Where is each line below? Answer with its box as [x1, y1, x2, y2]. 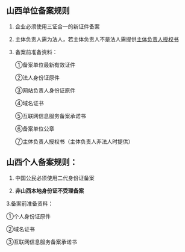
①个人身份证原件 [6, 212, 51, 220]
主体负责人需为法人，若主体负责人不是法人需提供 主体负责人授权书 [14, 35, 179, 43]
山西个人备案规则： [6, 157, 78, 167]
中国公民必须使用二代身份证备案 [14, 174, 95, 182]
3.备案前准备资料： [6, 200, 54, 207]
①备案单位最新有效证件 [14, 61, 76, 68]
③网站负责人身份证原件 [14, 87, 76, 94]
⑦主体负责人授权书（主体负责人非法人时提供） [14, 138, 134, 145]
